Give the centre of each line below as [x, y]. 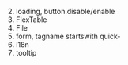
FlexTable [31, 20]
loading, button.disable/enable [65, 11]
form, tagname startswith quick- [68, 36]
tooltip [26, 53]
